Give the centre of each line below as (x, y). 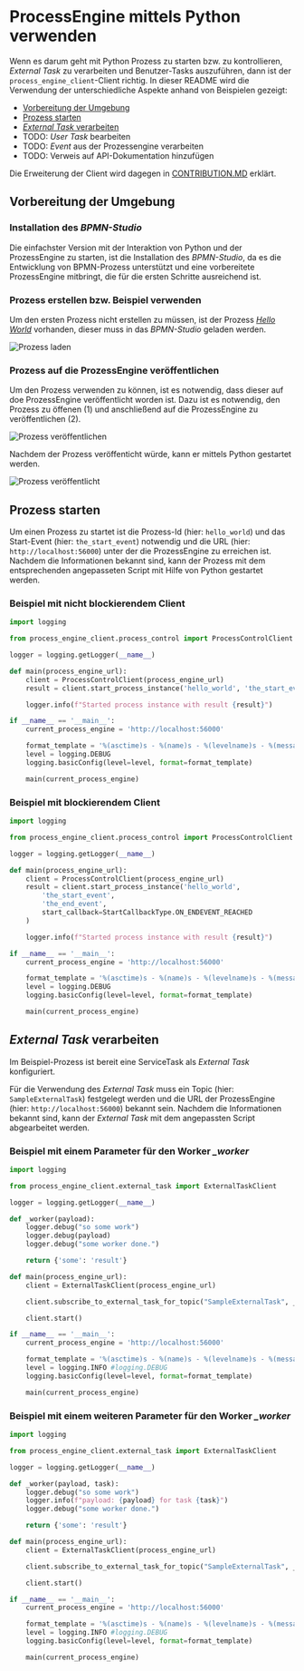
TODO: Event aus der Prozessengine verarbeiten (113, 146)
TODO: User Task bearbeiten (76, 136)
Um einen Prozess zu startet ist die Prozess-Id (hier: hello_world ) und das (147, 532)
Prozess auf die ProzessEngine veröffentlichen (114, 370)
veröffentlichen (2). (45, 419)
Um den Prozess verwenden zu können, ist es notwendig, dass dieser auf (147, 390)
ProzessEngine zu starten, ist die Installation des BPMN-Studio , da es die (146, 257)
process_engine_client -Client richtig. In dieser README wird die (129, 80)
